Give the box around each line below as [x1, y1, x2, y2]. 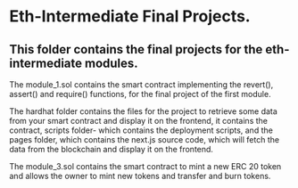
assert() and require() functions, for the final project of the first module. [9, 89, 271, 99]
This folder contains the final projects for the [9, 42, 263, 57]
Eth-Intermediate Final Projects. [9, 6, 252, 27]
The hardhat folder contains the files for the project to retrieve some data [9, 106, 278, 117]
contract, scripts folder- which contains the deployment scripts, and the [9, 125, 274, 135]
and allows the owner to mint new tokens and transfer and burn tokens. [9, 171, 271, 181]
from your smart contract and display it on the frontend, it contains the [9, 116, 268, 126]
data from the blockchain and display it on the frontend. [9, 144, 214, 154]
